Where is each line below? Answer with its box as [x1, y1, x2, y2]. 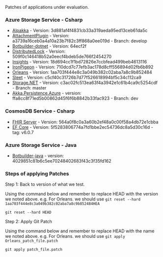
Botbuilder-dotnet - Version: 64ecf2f [12, 43, 87, 49]
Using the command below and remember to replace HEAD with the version [5, 191, 159, 197]
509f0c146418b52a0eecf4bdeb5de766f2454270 [12, 54, 112, 59]
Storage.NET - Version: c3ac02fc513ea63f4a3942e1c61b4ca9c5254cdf [12, 80, 158, 86]
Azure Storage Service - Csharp [5, 16, 83, 23]
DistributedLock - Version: [12, 49, 66, 55]
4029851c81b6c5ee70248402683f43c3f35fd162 [12, 158, 111, 164]
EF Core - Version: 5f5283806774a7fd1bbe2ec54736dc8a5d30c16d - [12, 124, 154, 130]
